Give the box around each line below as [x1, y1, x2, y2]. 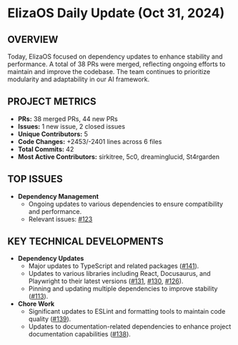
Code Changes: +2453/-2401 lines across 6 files [17, 137, 162, 145]
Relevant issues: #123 [28, 215, 93, 223]
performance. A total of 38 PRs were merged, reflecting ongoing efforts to [7, 60, 226, 68]
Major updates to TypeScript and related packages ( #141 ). [28, 262, 199, 270]
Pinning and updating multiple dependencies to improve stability [28, 284, 218, 293]
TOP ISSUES [7, 173, 63, 185]
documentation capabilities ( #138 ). [28, 330, 131, 339]
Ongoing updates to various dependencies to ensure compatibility [28, 200, 224, 208]
